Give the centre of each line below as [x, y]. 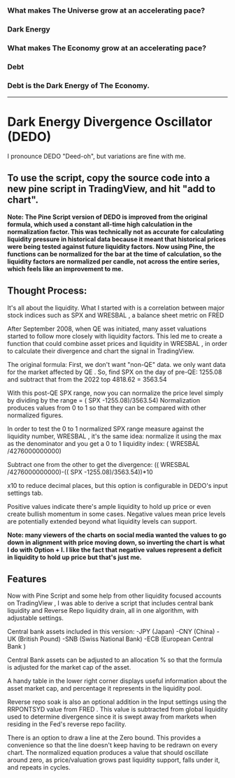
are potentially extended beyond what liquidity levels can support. [102, 521]
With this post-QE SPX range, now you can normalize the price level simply [115, 393]
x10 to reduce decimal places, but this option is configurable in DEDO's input [117, 485]
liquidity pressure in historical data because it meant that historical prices [117, 239]
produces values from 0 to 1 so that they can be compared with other [107, 408]
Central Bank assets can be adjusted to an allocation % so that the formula [115, 660]
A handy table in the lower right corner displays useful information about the [117, 681]
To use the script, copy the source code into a [109, 178]
